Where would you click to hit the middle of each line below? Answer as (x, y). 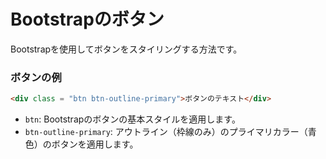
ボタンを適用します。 (95, 144)
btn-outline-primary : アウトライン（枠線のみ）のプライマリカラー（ (166, 132)
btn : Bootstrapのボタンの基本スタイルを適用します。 (132, 119)
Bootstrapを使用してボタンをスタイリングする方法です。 (126, 49)
